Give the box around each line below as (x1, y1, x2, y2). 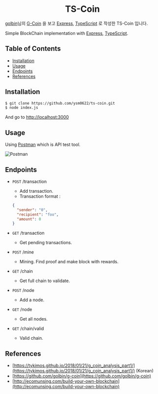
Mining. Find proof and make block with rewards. (19, 259, 119, 265)
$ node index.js (5, 105, 38, 110)
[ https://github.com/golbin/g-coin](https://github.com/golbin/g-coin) (12, 373, 151, 379)
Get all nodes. (19, 316, 48, 322)
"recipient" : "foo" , (17, 212, 59, 217)
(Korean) (135, 368, 154, 374)
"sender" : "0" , (17, 207, 48, 213)
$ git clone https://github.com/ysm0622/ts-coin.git (5, 101, 115, 106)
